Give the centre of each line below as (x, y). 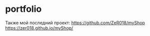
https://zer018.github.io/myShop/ (39, 28)
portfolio (23, 9)
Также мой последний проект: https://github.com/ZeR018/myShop (75, 23)
